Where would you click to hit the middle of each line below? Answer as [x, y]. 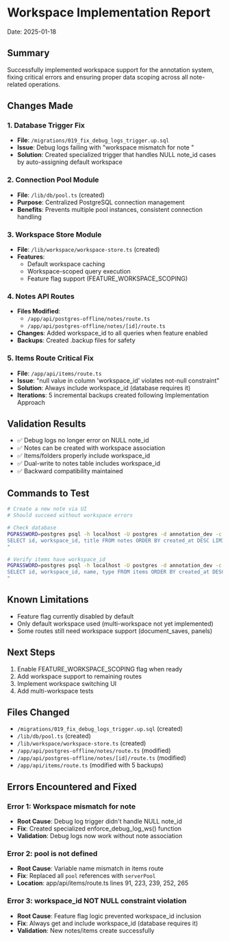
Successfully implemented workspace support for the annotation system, [111, 69]
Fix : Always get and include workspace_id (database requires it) [107, 923]
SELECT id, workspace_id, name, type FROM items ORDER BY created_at [108, 572]
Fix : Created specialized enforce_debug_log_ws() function [99, 829]
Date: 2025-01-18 [32, 32]
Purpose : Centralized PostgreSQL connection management [101, 202]
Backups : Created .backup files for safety [76, 340]
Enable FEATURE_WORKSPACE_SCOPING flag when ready [100, 669]
